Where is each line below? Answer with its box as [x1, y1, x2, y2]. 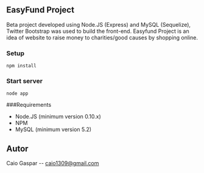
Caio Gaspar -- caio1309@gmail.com [6, 160, 99, 167]
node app [6, 90, 29, 97]
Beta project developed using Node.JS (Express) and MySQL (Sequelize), [6, 21, 191, 28]
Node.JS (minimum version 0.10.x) [15, 113, 102, 120]
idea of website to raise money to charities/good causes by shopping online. [6, 33, 198, 41]
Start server [6, 77, 43, 86]
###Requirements [6, 101, 52, 109]
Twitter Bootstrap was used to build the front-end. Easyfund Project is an [6, 27, 190, 35]
